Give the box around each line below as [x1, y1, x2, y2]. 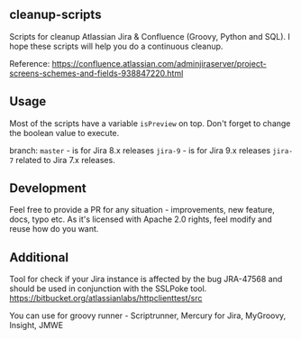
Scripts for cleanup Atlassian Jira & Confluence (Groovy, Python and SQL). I [9, 31, 290, 41]
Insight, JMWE [9, 320, 64, 331]
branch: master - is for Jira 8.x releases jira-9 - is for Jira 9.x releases [9, 144, 271, 156]
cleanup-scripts [9, 7, 102, 23]
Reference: [9, 58, 50, 69]
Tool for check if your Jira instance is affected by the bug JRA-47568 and [9, 274, 283, 285]
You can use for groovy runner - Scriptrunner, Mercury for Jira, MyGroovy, [9, 310, 287, 321]
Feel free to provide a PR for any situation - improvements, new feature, [9, 205, 275, 215]
